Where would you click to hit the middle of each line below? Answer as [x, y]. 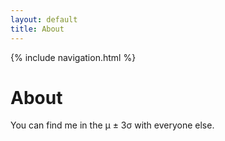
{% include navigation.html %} [73, 57]
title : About [37, 29]
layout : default [44, 19]
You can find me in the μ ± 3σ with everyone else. [112, 125]
